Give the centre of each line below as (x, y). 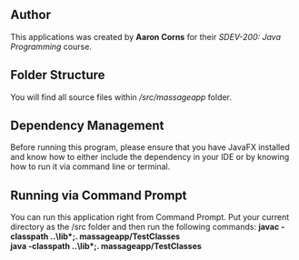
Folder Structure (58, 75)
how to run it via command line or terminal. (90, 166)
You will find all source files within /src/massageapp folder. (121, 97)
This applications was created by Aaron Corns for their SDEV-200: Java (145, 36)
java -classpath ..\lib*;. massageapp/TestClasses (106, 246)
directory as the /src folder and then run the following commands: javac (145, 227)
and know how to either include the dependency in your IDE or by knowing (150, 157)
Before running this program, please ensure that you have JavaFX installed (150, 147)
